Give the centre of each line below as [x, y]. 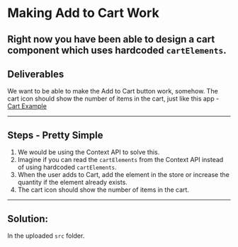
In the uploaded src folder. [46, 236]
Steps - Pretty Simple [55, 135]
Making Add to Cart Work [83, 13]
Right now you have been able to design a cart [111, 39]
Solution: [28, 218]
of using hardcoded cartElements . [67, 167]
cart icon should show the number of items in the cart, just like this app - [113, 99]
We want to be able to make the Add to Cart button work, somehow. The [113, 91]
